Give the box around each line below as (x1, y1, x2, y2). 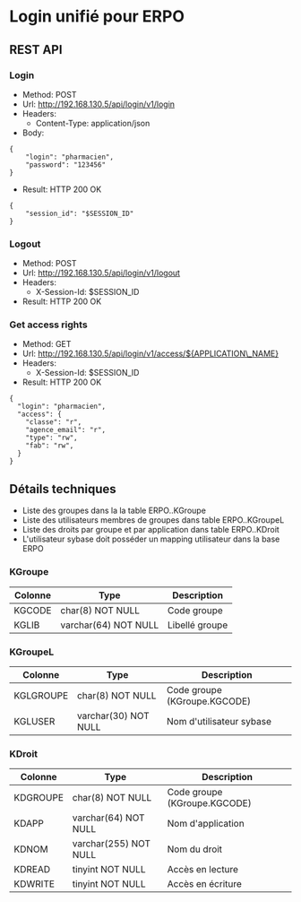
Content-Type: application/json (35, 117, 150, 128)
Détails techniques (9, 481, 116, 497)
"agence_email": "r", (25, 426, 106, 435)
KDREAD (13, 863, 51, 876)
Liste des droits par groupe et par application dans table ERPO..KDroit (21, 525, 279, 535)
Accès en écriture (167, 878, 242, 890)
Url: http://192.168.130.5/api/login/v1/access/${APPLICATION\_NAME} (21, 348, 279, 360)
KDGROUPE (13, 792, 64, 804)
